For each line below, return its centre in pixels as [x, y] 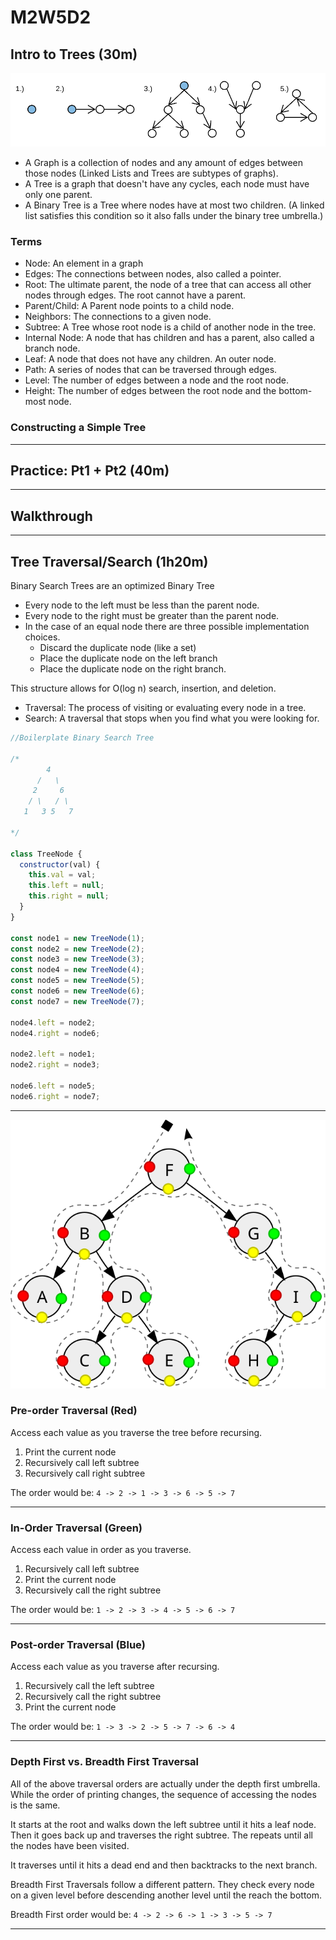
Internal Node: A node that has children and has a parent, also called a [169, 338]
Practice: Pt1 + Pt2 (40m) [90, 471]
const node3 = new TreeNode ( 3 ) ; [77, 959]
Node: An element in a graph [84, 263]
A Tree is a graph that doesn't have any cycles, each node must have [167, 184]
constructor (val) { [60, 864]
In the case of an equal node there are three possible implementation [167, 627]
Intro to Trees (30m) [74, 54]
